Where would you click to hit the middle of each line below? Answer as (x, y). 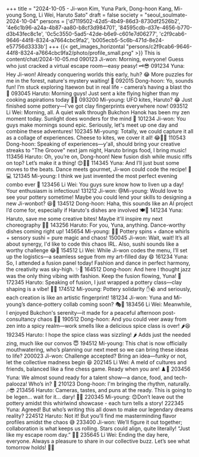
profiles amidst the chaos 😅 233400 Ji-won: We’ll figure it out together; (94, 422)
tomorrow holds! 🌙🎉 (30, 447)
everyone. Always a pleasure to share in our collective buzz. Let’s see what (98, 441)
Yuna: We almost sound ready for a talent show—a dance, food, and (90, 378)
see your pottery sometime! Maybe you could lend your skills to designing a (99, 197)
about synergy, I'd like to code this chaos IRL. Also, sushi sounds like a (93, 244)
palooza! (17, 384)
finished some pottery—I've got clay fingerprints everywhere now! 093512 (97, 106)
